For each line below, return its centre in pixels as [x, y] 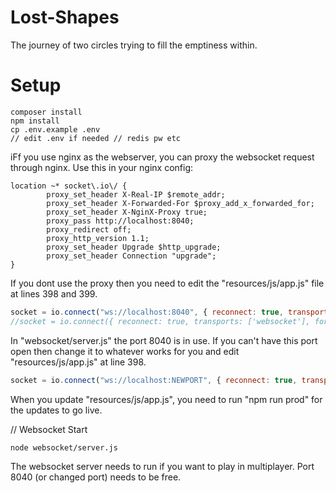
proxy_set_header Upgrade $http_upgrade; [134, 247]
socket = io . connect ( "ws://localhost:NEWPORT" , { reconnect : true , [154, 380]
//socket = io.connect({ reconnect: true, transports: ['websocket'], [160, 321]
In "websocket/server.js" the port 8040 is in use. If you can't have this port [164, 340]
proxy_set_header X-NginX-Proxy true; [127, 212]
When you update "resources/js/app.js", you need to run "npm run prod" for [166, 399]
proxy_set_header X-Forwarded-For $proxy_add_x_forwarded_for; [180, 203]
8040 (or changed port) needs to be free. [96, 477]
